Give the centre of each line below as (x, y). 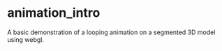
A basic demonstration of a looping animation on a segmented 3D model (111, 32)
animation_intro (54, 13)
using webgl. (25, 39)
